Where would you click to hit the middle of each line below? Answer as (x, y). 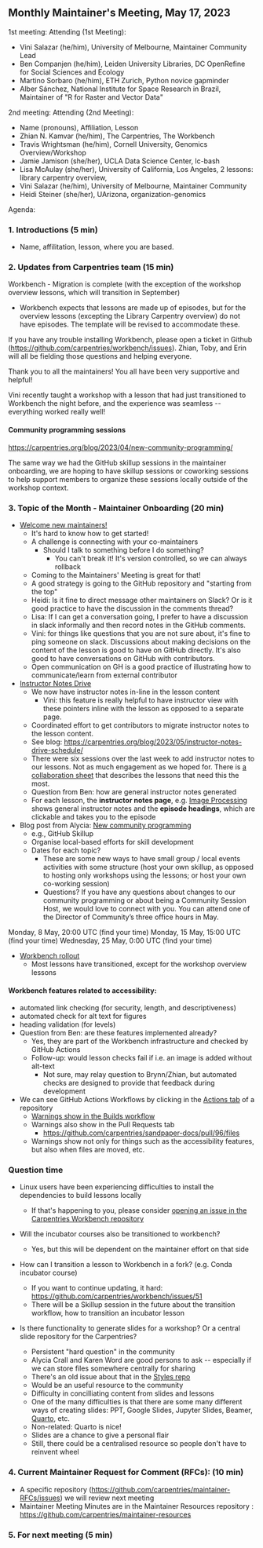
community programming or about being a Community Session (145, 900)
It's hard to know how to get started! (90, 533)
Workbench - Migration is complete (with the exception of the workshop (125, 284)
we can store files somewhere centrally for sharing (113, 1368)
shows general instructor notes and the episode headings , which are (143, 809)
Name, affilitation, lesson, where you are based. (97, 247)
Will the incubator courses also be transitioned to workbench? (120, 1234)
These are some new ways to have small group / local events (142, 858)
